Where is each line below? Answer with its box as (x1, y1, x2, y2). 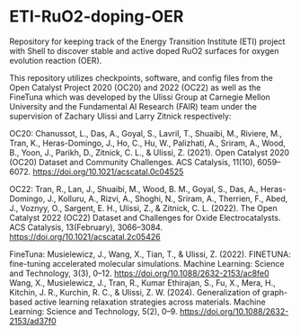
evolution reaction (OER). (9, 55, 102, 66)
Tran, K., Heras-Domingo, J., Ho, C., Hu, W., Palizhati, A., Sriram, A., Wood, (9, 137, 286, 148)
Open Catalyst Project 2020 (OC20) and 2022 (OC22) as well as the (9, 82, 261, 93)
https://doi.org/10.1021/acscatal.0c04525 (32, 166, 184, 177)
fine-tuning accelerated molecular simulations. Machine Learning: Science (9, 258, 285, 269)
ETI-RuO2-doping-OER (9, 6, 184, 27)
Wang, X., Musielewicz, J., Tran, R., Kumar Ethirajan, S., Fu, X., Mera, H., (9, 277, 276, 288)
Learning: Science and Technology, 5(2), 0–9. (9, 305, 178, 316)
